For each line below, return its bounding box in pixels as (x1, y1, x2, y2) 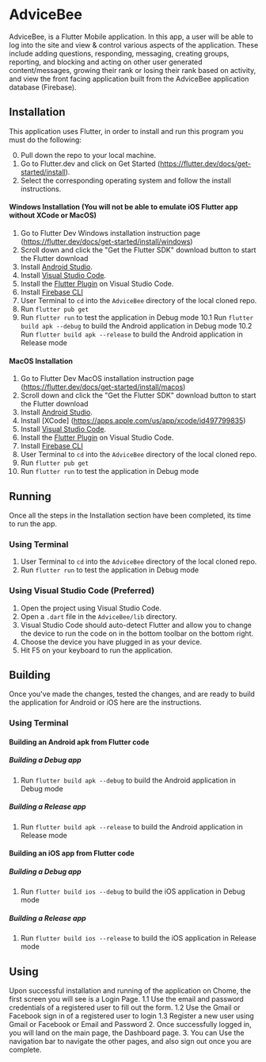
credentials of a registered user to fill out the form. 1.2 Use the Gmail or (9, 1002, 241, 1013)
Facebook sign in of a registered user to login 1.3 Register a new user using (9, 1011, 254, 1021)
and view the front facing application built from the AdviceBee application (9, 74, 249, 83)
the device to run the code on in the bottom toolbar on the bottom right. (20, 629, 254, 638)
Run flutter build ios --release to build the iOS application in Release (20, 933, 256, 943)
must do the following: (9, 135, 82, 144)
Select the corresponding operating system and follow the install (20, 175, 232, 185)
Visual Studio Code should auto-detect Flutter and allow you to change (20, 620, 252, 629)
